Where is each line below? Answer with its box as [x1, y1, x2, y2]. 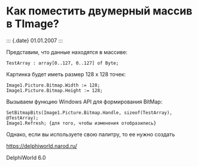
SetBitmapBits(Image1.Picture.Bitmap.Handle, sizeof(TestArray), [6, 109, 172, 115]
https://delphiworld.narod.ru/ [6, 142, 78, 150]
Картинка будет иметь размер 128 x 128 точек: [6, 70, 126, 77]
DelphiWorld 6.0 [6, 154, 46, 161]
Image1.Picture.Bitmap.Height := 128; [6, 87, 103, 94]
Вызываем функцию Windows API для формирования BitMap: [6, 98, 163, 105]
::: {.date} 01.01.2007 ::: [6, 37, 63, 44]
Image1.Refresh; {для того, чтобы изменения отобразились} [6, 120, 157, 126]
